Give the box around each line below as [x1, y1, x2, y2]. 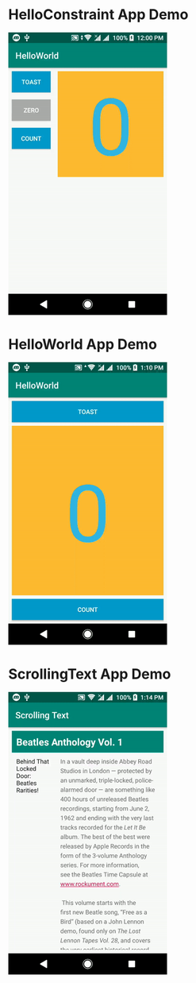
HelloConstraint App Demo [8, 6, 189, 24]
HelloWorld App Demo [8, 335, 157, 354]
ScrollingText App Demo [8, 665, 171, 683]
